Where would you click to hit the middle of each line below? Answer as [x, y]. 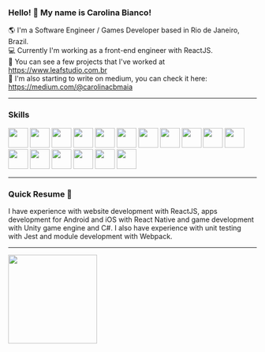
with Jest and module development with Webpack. [90, 236]
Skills [19, 115]
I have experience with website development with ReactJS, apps [113, 211]
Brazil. [19, 42]
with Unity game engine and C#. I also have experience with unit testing [125, 227]
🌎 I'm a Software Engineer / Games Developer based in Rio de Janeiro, [124, 30]
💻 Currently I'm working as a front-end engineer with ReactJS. [110, 51]
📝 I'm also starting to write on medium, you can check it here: [108, 79]
